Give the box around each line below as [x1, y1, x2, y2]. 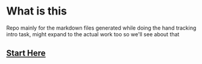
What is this [6, 4, 68, 18]
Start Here [6, 48, 46, 59]
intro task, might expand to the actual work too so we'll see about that [6, 30, 180, 37]
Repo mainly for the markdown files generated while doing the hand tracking [6, 24, 197, 31]
